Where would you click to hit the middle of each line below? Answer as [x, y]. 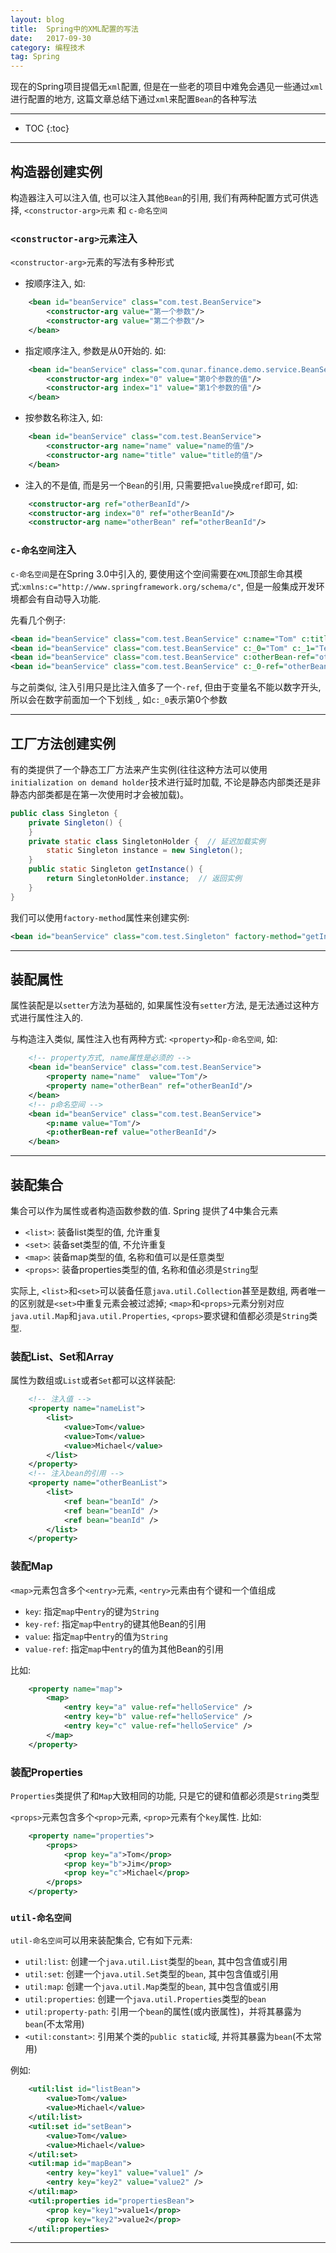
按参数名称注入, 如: [63, 418]
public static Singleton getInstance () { [115, 869]
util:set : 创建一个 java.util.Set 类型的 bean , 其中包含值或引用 [151, 1974]
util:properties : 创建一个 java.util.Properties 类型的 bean [145, 1999]
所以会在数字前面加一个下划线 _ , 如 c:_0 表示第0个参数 [119, 700]
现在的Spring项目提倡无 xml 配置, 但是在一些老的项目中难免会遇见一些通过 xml [167, 87]
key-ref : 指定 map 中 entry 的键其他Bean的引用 [115, 1623]
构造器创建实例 [56, 171]
